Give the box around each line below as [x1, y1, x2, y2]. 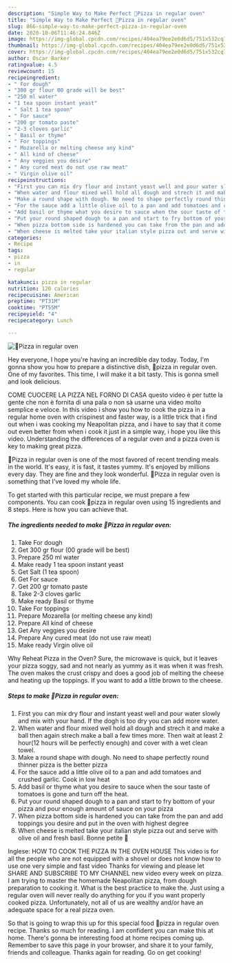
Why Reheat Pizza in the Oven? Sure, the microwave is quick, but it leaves [8, 654, 218, 662]
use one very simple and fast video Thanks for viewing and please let [8, 862, 205, 870]
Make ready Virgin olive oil [17, 641, 94, 649]
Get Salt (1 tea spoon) [17, 568, 80, 576]
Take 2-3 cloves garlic [17, 590, 81, 598]
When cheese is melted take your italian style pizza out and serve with [17, 826, 218, 834]
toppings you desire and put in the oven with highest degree [17, 819, 189, 827]
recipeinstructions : [8, 176, 67, 183]
